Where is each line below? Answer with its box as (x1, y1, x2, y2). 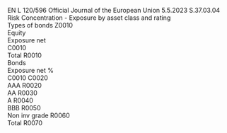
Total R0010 (7, 51, 42, 59)
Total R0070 (7, 119, 43, 127)
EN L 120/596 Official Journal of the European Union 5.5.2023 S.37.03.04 (7, 6, 221, 14)
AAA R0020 (7, 81, 42, 89)
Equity (7, 28, 26, 37)
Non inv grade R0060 (7, 111, 70, 120)
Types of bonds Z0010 (7, 21, 73, 29)
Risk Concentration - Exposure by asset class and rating (7, 13, 171, 22)
